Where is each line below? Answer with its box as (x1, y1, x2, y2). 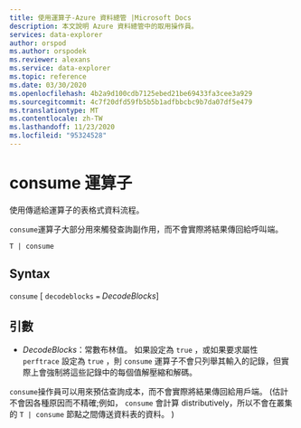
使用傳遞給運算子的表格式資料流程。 (9, 204, 145, 215)
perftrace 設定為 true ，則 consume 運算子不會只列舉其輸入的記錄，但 (22, 356, 282, 366)
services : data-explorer (9, 30, 103, 39)
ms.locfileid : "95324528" (9, 131, 107, 140)
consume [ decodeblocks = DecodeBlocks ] (9, 290, 160, 301)
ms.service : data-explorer (9, 64, 111, 73)
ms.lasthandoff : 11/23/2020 (9, 123, 116, 132)
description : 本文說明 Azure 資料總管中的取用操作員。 (9, 22, 199, 31)
